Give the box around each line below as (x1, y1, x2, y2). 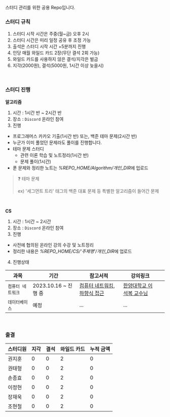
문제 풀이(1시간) (20, 158, 52, 164)
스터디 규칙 (5, 18, 31, 25)
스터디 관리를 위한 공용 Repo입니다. (5, 5, 76, 10)
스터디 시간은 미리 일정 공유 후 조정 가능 (12, 37, 91, 43)
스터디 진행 (5, 86, 31, 93)
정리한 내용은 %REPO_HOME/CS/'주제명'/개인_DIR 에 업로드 (12, 248, 133, 254)
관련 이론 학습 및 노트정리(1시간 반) (20, 152, 89, 158)
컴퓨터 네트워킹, (79, 282, 115, 289)
